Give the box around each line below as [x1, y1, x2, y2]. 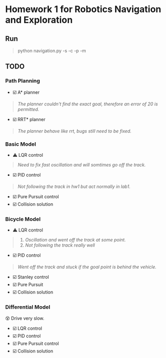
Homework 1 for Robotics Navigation [5, 4, 161, 15]
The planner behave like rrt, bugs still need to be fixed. [17, 128, 132, 134]
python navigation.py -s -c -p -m [17, 48, 86, 53]
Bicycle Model [5, 215, 41, 222]
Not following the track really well [25, 242, 95, 248]
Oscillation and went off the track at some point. [25, 237, 126, 243]
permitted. [17, 106, 39, 112]
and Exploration [5, 14, 73, 26]
